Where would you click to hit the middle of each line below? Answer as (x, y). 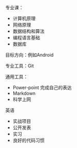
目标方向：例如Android (30, 55)
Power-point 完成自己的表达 (42, 88)
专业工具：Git (20, 66)
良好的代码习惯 (28, 140)
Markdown (24, 93)
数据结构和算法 (28, 31)
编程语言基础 (26, 38)
